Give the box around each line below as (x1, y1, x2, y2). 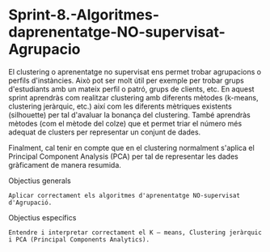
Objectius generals (8, 176, 71, 186)
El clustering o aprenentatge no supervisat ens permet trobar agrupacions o (8, 66, 261, 76)
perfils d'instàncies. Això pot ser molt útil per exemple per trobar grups (8, 75, 244, 85)
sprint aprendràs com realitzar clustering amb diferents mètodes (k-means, (8, 92, 259, 102)
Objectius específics (8, 212, 77, 222)
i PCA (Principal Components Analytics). (8, 235, 150, 244)
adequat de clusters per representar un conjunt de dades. (8, 127, 201, 137)
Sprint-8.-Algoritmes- (8, 6, 160, 24)
